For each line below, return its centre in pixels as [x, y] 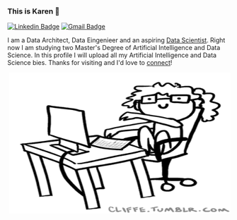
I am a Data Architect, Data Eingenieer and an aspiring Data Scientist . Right [116, 40]
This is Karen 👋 [34, 11]
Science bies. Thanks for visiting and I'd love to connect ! [90, 63]
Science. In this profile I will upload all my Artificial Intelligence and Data [112, 55]
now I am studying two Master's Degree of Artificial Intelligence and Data [114, 48]
